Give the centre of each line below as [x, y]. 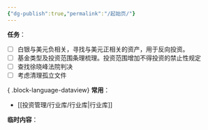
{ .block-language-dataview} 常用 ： [59, 90]
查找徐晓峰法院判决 [45, 66]
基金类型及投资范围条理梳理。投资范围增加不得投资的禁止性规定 [109, 58]
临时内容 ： [23, 120]
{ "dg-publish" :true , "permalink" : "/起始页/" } [72, 14]
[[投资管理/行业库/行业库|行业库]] [65, 104]
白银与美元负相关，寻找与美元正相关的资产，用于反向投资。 [103, 49]
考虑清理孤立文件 [42, 75]
